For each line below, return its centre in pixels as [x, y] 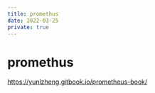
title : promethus [33, 14]
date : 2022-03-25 [33, 21]
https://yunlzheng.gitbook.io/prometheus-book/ [77, 82]
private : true [28, 27]
